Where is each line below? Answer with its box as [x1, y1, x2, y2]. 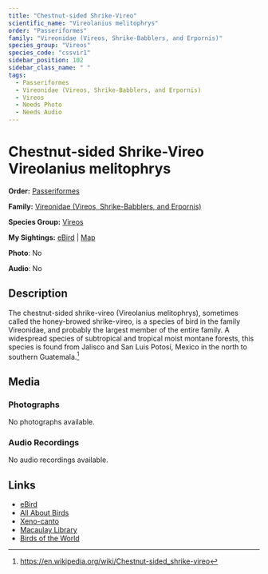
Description [8, 287, 68, 301]
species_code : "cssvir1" [8, 49, 91, 57]
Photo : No [8, 248, 42, 257]
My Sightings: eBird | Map [8, 233, 96, 242]
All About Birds [19, 508, 69, 518]
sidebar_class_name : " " [8, 64, 91, 72]
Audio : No [8, 263, 42, 273]
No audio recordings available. [8, 455, 109, 464]
